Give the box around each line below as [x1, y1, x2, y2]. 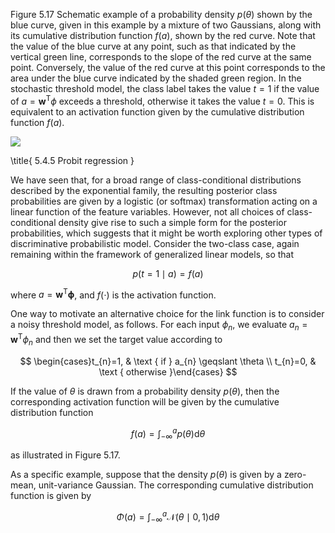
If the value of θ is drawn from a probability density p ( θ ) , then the [10, 385, 280, 397]
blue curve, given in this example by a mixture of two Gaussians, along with [10, 19, 322, 31]
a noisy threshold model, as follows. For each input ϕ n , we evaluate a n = [10, 319, 308, 333]
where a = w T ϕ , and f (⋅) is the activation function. [10, 287, 217, 301]
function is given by [10, 490, 92, 502]
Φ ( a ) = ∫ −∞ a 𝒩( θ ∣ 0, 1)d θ [116, 509, 220, 525]
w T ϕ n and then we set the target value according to [10, 332, 223, 348]
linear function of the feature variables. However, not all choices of [10, 205, 285, 218]
